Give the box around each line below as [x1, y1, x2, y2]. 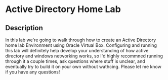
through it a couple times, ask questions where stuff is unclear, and [5, 58, 145, 64]
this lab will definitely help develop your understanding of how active [5, 48, 149, 53]
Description [5, 24, 43, 32]
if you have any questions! [5, 69, 60, 75]
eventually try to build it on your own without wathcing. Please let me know [5, 64, 162, 69]
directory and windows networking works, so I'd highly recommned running [5, 53, 163, 59]
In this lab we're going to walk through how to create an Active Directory [5, 37, 156, 43]
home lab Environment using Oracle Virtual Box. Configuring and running [5, 42, 157, 48]
